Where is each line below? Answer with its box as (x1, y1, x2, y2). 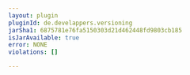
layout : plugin (8, 11, 59, 20)
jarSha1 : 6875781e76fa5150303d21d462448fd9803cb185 (8, 26, 182, 34)
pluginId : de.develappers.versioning (8, 19, 133, 27)
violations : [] (8, 48, 59, 56)
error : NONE (8, 41, 47, 49)
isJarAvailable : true (8, 33, 80, 42)
